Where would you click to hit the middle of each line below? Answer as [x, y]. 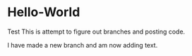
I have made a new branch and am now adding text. [83, 45]
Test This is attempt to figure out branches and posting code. [96, 31]
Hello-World [44, 12]
